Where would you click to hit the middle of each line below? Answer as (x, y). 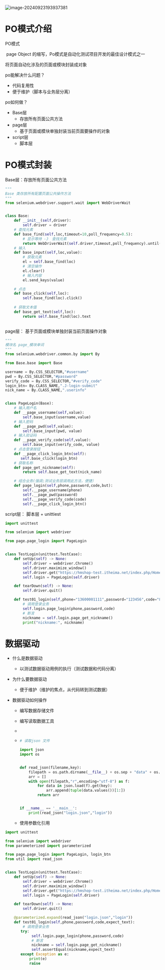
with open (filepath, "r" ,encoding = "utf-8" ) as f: (79, 781)
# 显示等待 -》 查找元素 (45, 239)
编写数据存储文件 (37, 711)
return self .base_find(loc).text (57, 316)
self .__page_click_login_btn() (55, 504)
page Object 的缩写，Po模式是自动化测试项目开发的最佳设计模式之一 (76, 54)
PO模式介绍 (28, 29)
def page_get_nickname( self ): (45, 468)
